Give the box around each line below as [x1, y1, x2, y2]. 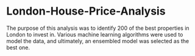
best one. [6, 44, 30, 51]
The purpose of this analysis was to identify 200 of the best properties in [6, 24, 190, 32]
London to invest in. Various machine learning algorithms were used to [6, 30, 183, 38]
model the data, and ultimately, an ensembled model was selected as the [6, 37, 190, 44]
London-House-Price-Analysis [6, 4, 166, 18]
